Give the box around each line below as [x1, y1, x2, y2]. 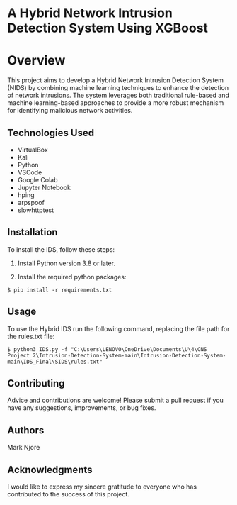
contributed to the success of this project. [7, 490, 129, 498]
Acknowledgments [7, 463, 93, 476]
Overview [7, 52, 66, 69]
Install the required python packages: [17, 272, 127, 281]
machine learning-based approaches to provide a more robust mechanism [7, 99, 224, 107]
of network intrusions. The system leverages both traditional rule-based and [7, 91, 230, 100]
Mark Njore [7, 443, 40, 452]
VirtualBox [17, 145, 48, 154]
